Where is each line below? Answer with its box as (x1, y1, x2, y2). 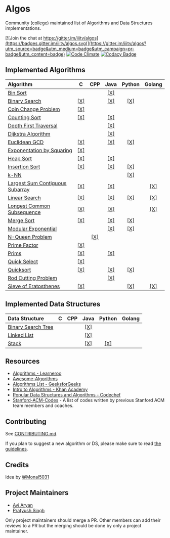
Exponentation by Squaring (8, 147, 72, 154)
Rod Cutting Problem (8, 274, 57, 281)
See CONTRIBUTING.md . (5, 431, 58, 437)
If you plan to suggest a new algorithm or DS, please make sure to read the (5, 440, 161, 446)
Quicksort (8, 266, 31, 273)
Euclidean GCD (8, 139, 44, 146)
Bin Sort (8, 89, 27, 96)
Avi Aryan (12, 502, 33, 508)
